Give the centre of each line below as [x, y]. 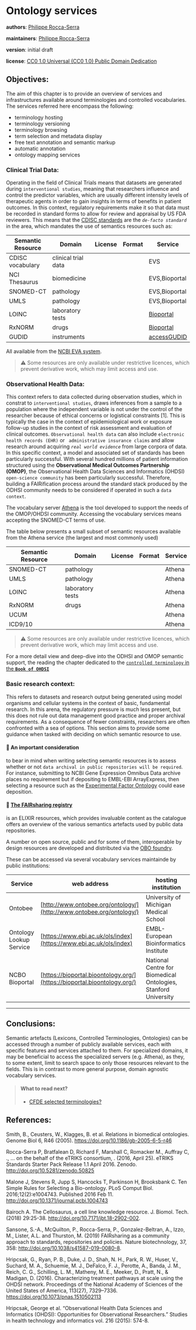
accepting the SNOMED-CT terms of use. [56, 520]
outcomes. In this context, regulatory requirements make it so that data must [98, 208]
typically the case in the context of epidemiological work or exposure [89, 422]
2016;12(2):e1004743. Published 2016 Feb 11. [60, 1194]
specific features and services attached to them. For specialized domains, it [97, 1050]
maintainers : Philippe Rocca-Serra [48, 38]
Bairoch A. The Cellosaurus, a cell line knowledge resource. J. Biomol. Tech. [97, 1212]
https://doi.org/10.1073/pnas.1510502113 [54, 1297]
